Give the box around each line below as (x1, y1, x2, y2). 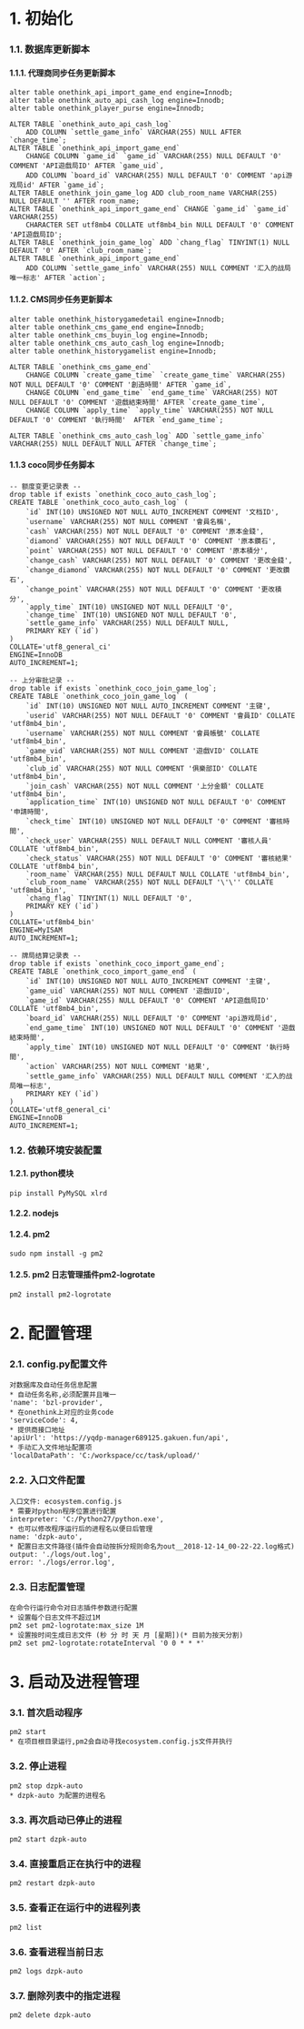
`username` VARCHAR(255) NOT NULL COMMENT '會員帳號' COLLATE (25, 729, 260, 738)
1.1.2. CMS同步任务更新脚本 (9, 293, 113, 305)
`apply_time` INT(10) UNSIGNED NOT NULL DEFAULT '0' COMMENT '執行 (25, 1043, 283, 1052)
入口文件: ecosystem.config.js (9, 1497, 123, 1506)
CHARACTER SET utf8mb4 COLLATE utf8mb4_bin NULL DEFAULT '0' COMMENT (25, 220, 295, 230)
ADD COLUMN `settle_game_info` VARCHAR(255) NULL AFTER (25, 128, 242, 137)
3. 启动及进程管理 (9, 1671, 140, 1692)
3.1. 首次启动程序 (9, 1707, 83, 1720)
